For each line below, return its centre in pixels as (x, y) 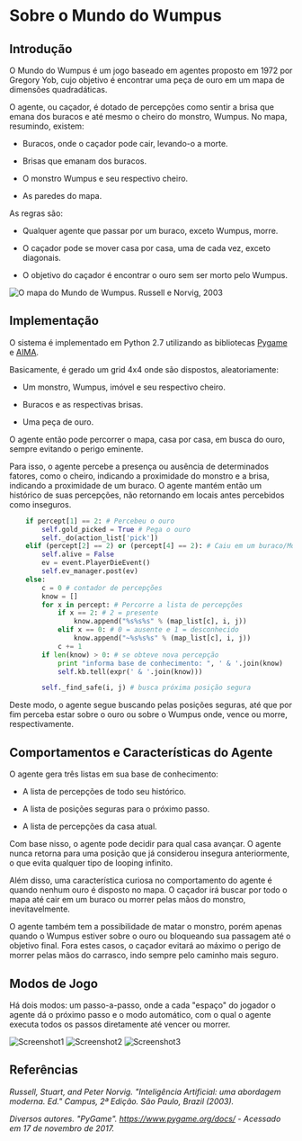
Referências (44, 1070)
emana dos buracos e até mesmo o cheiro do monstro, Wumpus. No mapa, (148, 117)
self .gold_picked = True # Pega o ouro (116, 529)
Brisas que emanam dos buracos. (84, 161)
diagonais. (41, 258)
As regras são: (36, 213)
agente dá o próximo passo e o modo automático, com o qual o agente (140, 1014)
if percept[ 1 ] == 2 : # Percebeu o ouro (100, 521)
